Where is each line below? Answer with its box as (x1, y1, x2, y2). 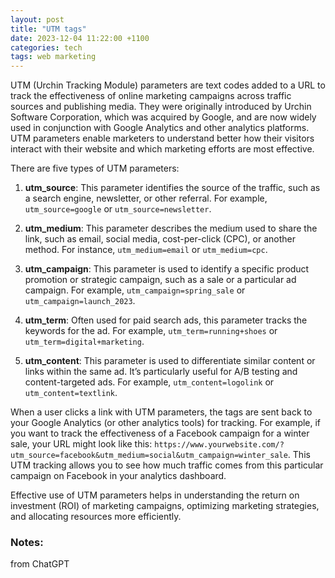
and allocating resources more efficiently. (10, 511, 182, 523)
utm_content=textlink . (24, 387, 118, 399)
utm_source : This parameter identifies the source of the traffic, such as (24, 182, 321, 194)
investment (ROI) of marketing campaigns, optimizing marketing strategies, (10, 500, 320, 512)
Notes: (10, 536, 44, 550)
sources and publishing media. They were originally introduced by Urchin (10, 101, 312, 113)
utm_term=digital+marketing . (24, 336, 145, 348)
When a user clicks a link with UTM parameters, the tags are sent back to (10, 406, 313, 418)
